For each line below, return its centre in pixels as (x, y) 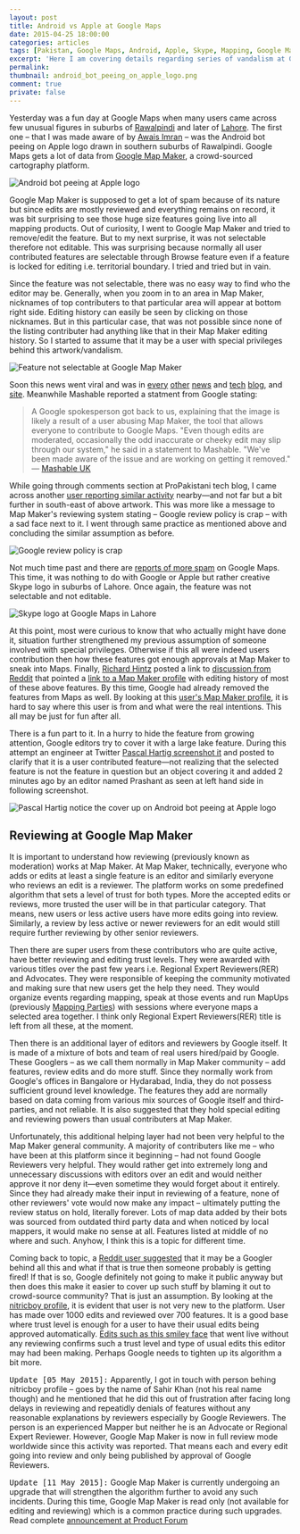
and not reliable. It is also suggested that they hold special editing (160, 1110)
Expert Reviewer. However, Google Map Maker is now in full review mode (144, 1437)
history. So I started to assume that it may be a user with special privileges (146, 340)
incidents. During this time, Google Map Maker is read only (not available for (149, 1502)
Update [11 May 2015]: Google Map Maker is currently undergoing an (144, 1482)
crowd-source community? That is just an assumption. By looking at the (142, 1296)
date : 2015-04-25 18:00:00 (59, 34)
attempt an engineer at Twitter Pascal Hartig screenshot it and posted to (142, 752)
